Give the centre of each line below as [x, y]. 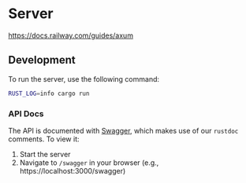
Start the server [45, 154]
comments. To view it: [44, 139]
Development [42, 60]
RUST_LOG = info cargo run [49, 93]
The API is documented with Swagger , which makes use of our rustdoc [123, 130]
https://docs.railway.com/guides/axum [71, 35]
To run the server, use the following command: [84, 79]
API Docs [26, 113]
